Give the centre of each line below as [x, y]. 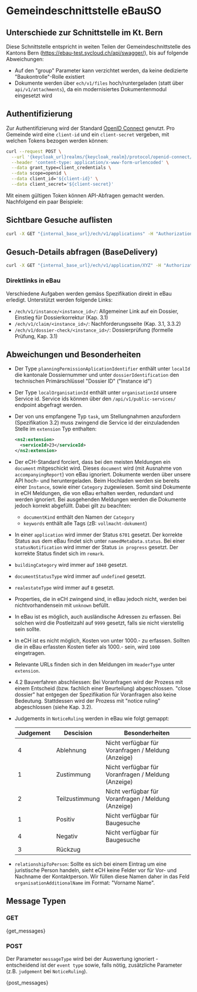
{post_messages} [27, 983]
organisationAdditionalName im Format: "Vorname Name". [85, 883]
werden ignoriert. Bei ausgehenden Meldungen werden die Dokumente [100, 500]
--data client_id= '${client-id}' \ [55, 179]
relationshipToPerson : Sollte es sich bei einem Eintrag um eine [91, 864]
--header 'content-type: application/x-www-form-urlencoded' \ [90, 162]
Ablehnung [71, 750]
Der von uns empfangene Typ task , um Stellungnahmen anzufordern [97, 416]
